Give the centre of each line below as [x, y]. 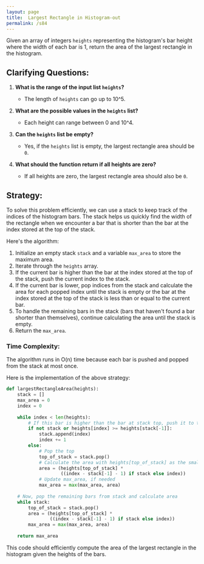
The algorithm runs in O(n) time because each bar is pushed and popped [97, 360]
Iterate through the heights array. [57, 266]
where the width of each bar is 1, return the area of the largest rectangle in [99, 47]
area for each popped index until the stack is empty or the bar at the [100, 292]
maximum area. [34, 259]
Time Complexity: [33, 346]
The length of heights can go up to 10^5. [75, 99]
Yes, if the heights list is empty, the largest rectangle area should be [109, 146]
